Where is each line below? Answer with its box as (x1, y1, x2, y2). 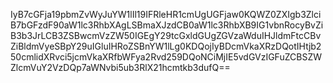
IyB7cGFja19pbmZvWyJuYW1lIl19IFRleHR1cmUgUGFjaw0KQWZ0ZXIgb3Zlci (10, 9, 322, 20)
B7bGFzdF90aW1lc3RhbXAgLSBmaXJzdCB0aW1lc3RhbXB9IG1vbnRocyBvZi (10, 19, 324, 31)
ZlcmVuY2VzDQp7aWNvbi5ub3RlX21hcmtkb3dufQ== (10, 62, 231, 73)
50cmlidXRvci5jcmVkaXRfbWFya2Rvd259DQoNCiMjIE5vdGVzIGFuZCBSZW (10, 51, 322, 63)
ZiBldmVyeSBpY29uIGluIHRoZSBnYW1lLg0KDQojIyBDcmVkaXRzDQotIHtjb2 (10, 40, 322, 52)
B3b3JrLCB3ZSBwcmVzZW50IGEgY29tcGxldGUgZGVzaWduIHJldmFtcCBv (10, 30, 322, 41)
